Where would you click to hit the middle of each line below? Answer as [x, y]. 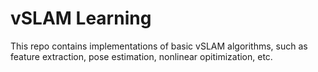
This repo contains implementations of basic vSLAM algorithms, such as [159, 46]
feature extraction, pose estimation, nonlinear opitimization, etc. [141, 56]
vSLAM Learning [81, 18]
